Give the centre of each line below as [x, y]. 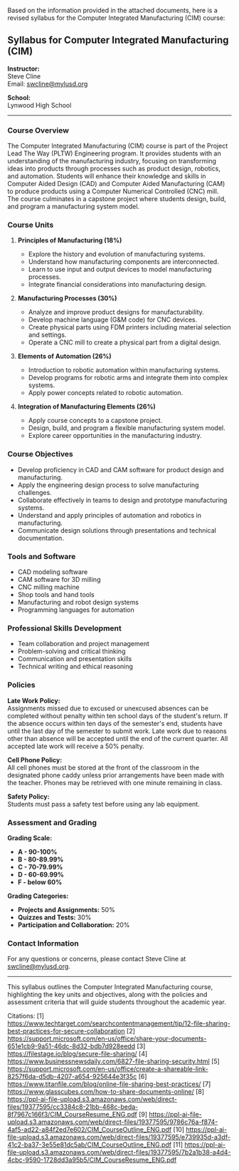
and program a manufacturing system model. [74, 207]
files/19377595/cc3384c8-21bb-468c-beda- [73, 1107]
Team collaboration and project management [83, 644]
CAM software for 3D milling [59, 579]
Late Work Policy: [34, 700]
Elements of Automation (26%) [64, 357]
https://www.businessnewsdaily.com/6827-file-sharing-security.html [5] [114, 1061]
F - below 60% [40, 882]
